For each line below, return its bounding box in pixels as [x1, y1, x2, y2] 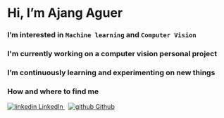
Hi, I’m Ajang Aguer [7, 5, 123, 21]
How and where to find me [7, 86, 99, 96]
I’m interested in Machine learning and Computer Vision [7, 30, 197, 40]
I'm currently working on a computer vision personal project [7, 49, 217, 59]
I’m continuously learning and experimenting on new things [7, 67, 216, 77]
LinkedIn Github [38, 103, 115, 111]
